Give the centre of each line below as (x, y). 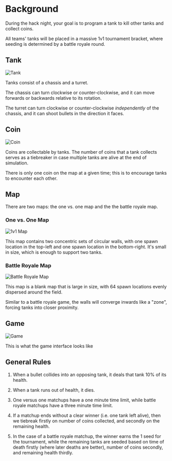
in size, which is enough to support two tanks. (54, 252)
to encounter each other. (32, 178)
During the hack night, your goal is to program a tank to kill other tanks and (84, 23)
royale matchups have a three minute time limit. (63, 405)
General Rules (28, 362)
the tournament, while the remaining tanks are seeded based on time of (88, 441)
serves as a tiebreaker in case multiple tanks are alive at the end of (76, 157)
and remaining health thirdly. (43, 452)
